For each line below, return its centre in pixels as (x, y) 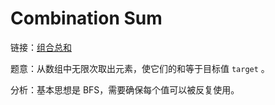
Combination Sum (86, 18)
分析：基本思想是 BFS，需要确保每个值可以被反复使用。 (125, 89)
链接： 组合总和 (41, 47)
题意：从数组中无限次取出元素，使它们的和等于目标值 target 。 (140, 68)
